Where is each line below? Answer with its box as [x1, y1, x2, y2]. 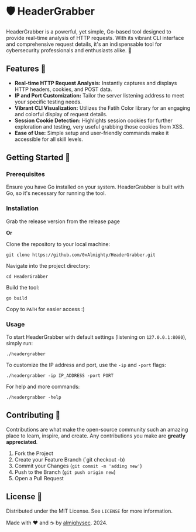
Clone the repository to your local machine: [6, 240, 111, 247]
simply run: [6, 340, 33, 347]
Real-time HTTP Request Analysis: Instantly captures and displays [14, 79, 177, 86]
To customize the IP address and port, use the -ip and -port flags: [6, 362, 167, 369]
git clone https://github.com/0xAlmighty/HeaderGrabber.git [6, 252, 156, 258]
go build [6, 295, 27, 301]
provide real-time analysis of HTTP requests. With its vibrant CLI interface [6, 34, 184, 41]
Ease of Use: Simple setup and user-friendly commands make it [14, 129, 169, 136]
